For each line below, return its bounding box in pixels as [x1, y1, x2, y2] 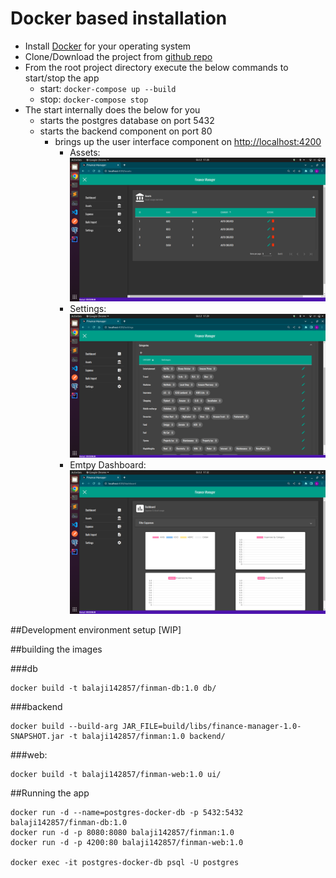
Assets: [69, 146, 101, 158]
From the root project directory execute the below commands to [24, 61, 289, 73]
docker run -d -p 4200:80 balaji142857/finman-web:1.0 [10, 837, 244, 847]
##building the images [10, 643, 103, 655]
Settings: [69, 302, 107, 314]
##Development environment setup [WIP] [10, 623, 182, 636]
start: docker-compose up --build [39, 82, 177, 94]
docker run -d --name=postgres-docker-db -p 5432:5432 [10, 807, 244, 817]
